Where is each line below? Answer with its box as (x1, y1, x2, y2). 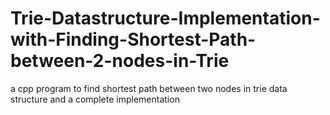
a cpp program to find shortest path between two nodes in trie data (10, 82, 288, 94)
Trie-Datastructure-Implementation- (10, 7, 321, 30)
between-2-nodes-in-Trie (10, 50, 230, 72)
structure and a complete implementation (10, 93, 180, 105)
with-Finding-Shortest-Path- (10, 28, 257, 51)
